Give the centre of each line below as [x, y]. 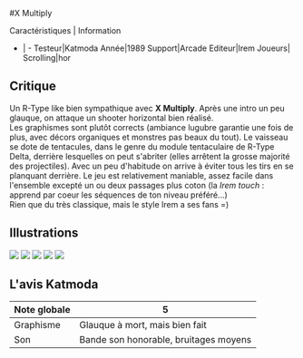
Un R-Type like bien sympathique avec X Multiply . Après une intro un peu [147, 108]
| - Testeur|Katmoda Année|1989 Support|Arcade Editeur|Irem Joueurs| [156, 48]
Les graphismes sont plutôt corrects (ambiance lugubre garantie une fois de [151, 127]
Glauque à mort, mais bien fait [143, 325]
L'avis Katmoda [54, 285]
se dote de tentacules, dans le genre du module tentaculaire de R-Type [142, 146]
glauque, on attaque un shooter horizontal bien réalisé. [112, 118]
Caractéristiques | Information [65, 30]
